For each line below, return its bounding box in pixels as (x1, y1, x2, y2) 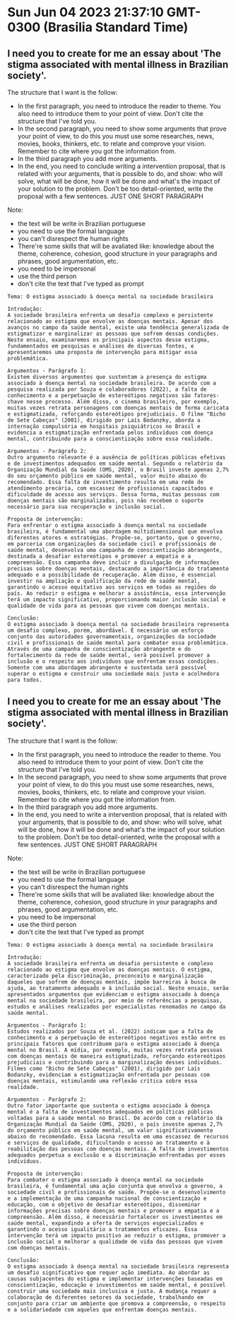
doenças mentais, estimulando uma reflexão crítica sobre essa (7, 1077, 198, 1085)
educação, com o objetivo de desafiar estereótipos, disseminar (7, 1201, 201, 1208)
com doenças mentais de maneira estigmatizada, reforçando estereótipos (7, 1052, 226, 1060)
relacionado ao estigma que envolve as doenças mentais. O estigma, (7, 966, 213, 973)
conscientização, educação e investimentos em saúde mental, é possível (7, 1281, 226, 1288)
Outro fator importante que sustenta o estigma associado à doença (7, 1102, 211, 1109)
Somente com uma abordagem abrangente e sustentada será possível (7, 664, 207, 671)
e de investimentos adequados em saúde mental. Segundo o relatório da (7, 460, 223, 467)
